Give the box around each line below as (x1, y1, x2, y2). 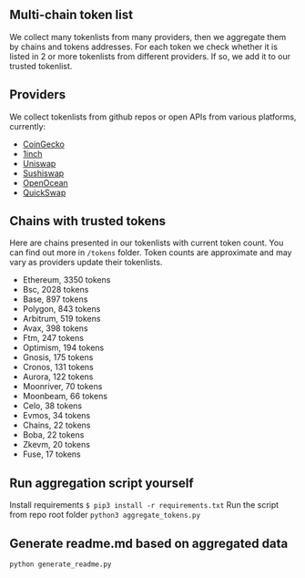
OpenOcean (22, 177, 68, 188)
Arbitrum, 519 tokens (22, 314, 101, 325)
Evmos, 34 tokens (22, 410, 91, 421)
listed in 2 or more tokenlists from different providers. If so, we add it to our (9, 50, 291, 62)
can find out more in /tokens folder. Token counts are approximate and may (9, 247, 292, 258)
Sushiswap (22, 168, 65, 179)
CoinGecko (22, 139, 66, 150)
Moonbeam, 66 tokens (22, 391, 107, 402)
